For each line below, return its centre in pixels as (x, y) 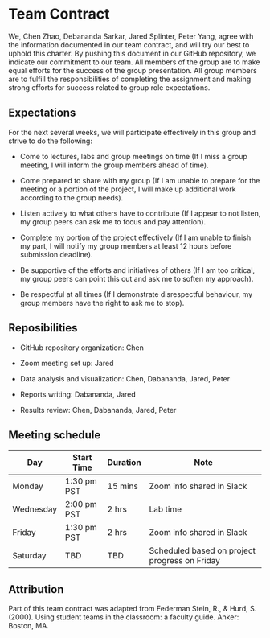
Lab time (166, 509)
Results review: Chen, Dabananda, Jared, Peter (98, 410)
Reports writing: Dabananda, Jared (78, 394)
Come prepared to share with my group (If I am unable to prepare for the (140, 180)
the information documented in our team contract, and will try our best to (129, 44)
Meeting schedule (55, 435)
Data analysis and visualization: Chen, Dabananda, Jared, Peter (125, 378)
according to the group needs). (72, 197)
